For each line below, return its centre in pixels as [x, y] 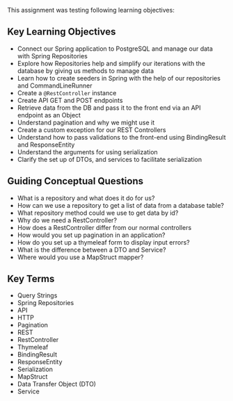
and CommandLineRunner [55, 85]
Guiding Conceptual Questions [75, 181]
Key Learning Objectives [62, 32]
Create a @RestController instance [67, 92]
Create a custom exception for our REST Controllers [91, 130]
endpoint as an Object [49, 115]
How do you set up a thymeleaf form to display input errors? [103, 242]
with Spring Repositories [53, 56]
